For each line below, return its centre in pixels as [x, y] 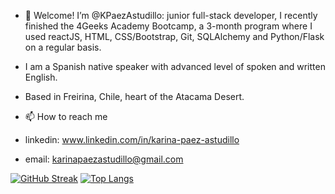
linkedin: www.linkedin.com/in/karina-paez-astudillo [132, 139]
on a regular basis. [63, 47]
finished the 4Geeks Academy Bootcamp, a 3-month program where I [168, 26]
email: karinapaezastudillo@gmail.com [104, 159]
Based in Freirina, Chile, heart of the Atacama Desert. [134, 96]
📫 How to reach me [66, 116]
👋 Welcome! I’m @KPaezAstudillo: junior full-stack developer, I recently [171, 15]
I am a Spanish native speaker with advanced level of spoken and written [175, 66]
